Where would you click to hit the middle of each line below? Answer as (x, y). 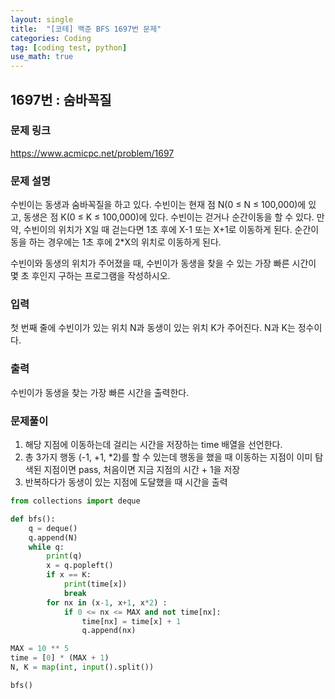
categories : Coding (51, 38)
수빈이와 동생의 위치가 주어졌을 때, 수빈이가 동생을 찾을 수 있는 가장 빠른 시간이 (163, 263)
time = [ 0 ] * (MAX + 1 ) (60, 658)
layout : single (42, 19)
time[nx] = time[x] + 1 (131, 621)
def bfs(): (33, 519)
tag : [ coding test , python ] (69, 47)
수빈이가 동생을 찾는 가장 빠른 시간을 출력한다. (100, 392)
